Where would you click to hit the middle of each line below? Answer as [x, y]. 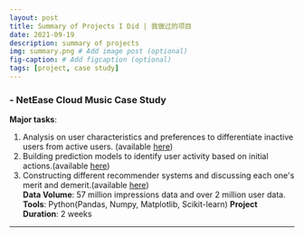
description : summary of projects [75, 43]
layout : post [34, 18]
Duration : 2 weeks [57, 214]
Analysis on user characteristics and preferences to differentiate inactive [158, 137]
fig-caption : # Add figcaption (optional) [90, 60]
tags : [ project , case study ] [64, 69]
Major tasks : [33, 119]
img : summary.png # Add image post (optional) [99, 52]
